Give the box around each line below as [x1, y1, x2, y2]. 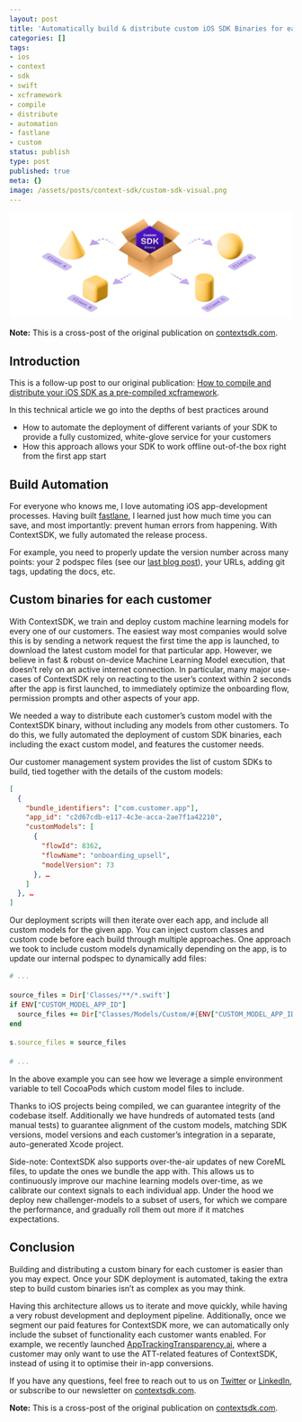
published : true [9, 167, 70, 176]
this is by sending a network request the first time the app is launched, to [9, 635, 280, 646]
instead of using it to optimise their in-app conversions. [9, 1357, 214, 1369]
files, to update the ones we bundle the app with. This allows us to [9, 1165, 254, 1176]
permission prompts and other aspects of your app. [9, 692, 200, 703]
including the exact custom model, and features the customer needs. [9, 739, 265, 750]
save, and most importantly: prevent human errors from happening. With [9, 520, 278, 531]
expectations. [9, 1213, 60, 1225]
